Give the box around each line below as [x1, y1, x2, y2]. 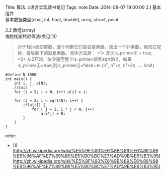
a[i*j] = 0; [40, 111, 66, 116]
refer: [5, 133, 16, 138]
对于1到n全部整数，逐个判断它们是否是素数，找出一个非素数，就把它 [17, 44, 157, 49]
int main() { [5, 77, 32, 82]
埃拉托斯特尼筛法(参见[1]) [5, 34, 57, 39]
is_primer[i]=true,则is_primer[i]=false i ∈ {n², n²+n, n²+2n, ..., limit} [17, 62, 155, 68]
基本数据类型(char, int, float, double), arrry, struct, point [5, 17, 119, 22]
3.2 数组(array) [5, 27, 36, 33]
